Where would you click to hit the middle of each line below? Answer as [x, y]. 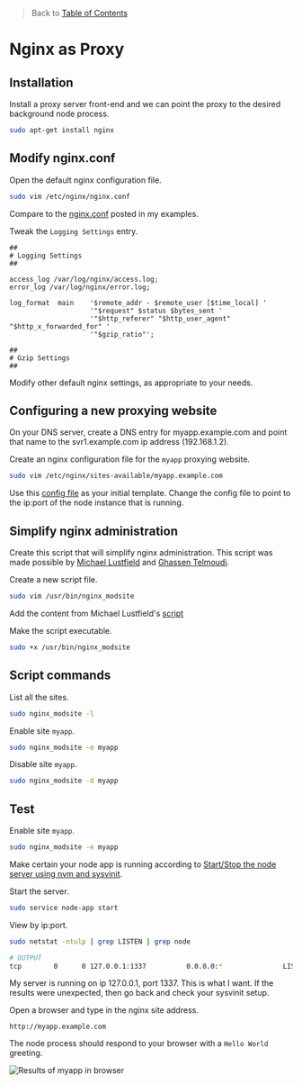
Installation [41, 82]
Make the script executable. [61, 630]
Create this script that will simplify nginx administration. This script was [141, 553]
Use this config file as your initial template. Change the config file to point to [150, 493]
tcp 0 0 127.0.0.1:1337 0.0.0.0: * [116, 966]
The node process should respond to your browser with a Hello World [139, 1043]
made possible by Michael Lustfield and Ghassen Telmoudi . [120, 563]
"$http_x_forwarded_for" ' [60, 326]
